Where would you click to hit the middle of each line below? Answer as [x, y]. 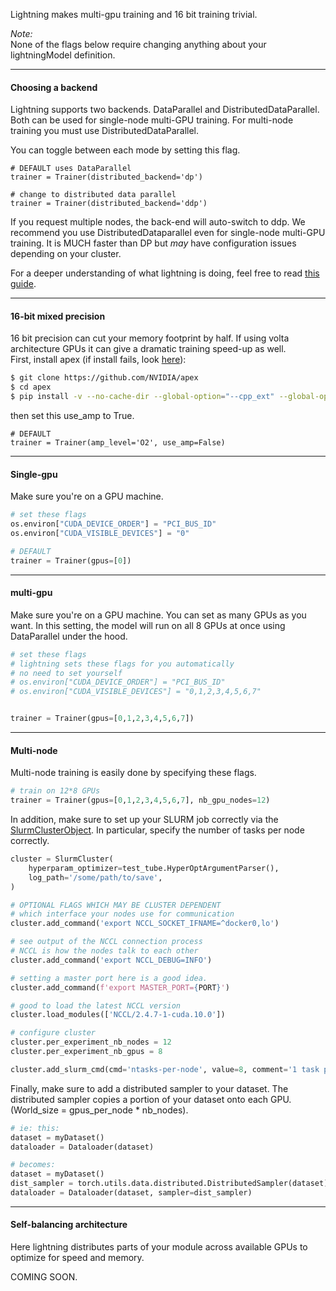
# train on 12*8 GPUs [55, 791]
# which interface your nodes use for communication [122, 914]
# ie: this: [35, 1128]
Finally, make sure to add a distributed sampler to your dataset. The [149, 1088]
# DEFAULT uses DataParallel [71, 169]
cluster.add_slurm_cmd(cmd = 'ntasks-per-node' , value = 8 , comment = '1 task [165, 1069]
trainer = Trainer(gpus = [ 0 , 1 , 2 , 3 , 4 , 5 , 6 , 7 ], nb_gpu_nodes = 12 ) [140, 800]
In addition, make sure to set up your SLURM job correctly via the [144, 820]
